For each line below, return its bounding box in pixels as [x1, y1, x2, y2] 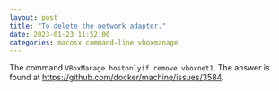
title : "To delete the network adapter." [9, 21, 167, 30]
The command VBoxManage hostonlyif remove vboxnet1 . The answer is [9, 62, 271, 73]
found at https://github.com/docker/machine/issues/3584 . [9, 72, 224, 83]
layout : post [9, 12, 58, 22]
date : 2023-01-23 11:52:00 [9, 29, 110, 38]
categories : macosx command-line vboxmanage [9, 37, 179, 47]
